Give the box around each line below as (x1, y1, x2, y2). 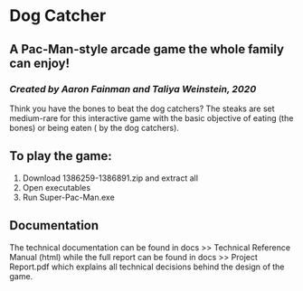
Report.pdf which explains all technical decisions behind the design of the (9, 261, 285, 272)
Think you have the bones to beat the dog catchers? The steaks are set (9, 103, 275, 114)
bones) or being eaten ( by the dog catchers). (9, 122, 179, 133)
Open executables (22, 182, 91, 192)
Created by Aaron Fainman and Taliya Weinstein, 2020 (9, 82, 257, 95)
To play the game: (9, 148, 113, 164)
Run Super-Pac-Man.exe (22, 192, 115, 202)
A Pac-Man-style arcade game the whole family (9, 42, 285, 57)
